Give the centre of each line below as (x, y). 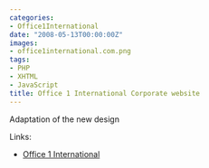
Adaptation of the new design (65, 119)
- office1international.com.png (70, 51)
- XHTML (24, 77)
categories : (32, 18)
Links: (20, 136)
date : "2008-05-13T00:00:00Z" (66, 34)
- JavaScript (34, 85)
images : (24, 43)
